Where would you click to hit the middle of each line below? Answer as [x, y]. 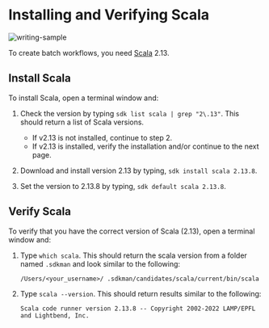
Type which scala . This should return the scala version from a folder [134, 255]
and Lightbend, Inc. [55, 315]
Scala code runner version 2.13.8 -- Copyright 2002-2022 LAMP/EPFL [138, 309]
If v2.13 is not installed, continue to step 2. [102, 137]
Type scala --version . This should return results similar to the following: [141, 293]
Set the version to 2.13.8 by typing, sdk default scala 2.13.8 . [123, 186]
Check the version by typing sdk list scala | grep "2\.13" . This [130, 113]
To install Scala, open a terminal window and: [84, 98]
